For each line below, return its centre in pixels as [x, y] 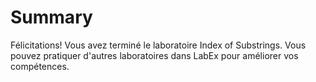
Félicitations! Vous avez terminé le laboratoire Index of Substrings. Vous [158, 45]
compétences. [40, 66]
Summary [51, 17]
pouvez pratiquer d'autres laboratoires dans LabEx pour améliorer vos [154, 55]
